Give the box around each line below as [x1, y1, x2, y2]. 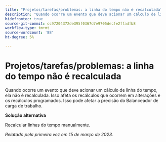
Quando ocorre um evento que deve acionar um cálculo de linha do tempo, [5, 87, 158, 93]
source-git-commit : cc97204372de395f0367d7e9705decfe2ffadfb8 [5, 21, 136, 26]
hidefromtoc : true [5, 16, 43, 21]
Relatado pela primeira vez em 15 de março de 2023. [5, 131, 114, 137]
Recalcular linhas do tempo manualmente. [5, 122, 90, 128]
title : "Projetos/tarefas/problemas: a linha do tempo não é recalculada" [5, 7, 163, 12]
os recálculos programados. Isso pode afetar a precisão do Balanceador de [5, 97, 159, 104]
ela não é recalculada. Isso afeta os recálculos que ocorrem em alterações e [5, 92, 161, 98]
